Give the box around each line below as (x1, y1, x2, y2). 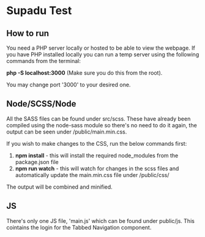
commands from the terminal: (6, 58, 81, 64)
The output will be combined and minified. (6, 183, 113, 190)
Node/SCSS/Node (6, 99, 76, 109)
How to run (6, 28, 50, 39)
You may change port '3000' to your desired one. (6, 81, 131, 88)
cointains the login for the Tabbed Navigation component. (6, 224, 152, 231)
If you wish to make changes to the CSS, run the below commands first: (6, 140, 187, 147)
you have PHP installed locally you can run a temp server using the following (6, 51, 199, 58)
